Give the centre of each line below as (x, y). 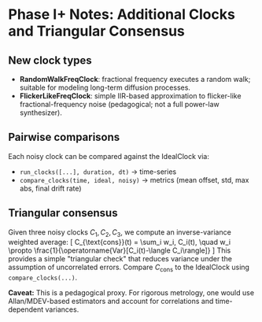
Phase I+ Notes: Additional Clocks (122, 15)
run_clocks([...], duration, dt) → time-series (98, 172)
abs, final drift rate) (50, 188)
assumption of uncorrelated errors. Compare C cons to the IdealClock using (129, 268)
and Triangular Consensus (96, 31)
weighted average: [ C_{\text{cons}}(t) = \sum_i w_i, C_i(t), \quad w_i (119, 242)
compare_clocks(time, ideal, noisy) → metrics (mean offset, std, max (134, 180)
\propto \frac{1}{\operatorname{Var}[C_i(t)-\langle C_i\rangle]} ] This (120, 250)
